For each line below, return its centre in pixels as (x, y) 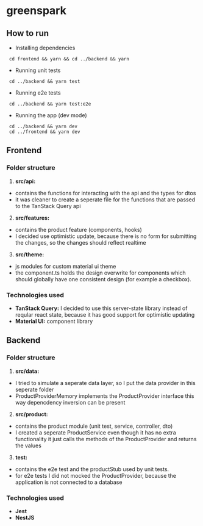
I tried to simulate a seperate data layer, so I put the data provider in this (105, 383)
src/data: (27, 371)
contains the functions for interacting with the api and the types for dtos (105, 193)
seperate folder (34, 389)
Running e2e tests (38, 93)
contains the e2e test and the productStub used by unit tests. (92, 469)
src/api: (25, 181)
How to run (28, 33)
